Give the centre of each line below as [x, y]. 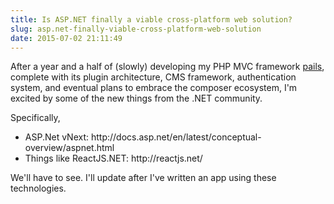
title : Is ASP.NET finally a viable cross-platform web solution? [151, 19]
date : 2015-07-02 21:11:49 [66, 38]
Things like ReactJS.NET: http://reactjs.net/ [113, 158]
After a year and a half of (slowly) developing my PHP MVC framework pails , [167, 67]
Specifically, [35, 118]
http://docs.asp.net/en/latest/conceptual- [176, 137]
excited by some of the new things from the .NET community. [136, 98]
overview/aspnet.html [69, 148]
